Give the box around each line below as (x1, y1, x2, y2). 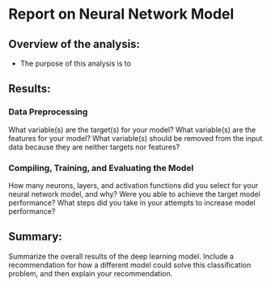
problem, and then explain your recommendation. (8, 268, 173, 278)
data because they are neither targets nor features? (8, 142, 180, 152)
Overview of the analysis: (8, 37, 140, 51)
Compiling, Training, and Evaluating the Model (8, 162, 194, 173)
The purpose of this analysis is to (19, 58, 132, 68)
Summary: (8, 230, 62, 244)
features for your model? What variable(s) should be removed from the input (8, 133, 263, 143)
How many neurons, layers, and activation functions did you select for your (8, 180, 259, 190)
